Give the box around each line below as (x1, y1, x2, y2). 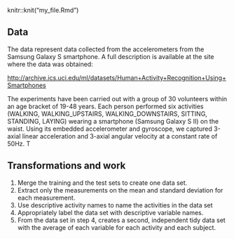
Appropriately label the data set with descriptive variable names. (17, 208, 204, 217)
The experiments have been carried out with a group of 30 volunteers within (7, 94, 228, 103)
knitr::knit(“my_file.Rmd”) (7, 6, 79, 14)
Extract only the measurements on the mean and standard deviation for (17, 186, 223, 194)
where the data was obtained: (7, 60, 93, 68)
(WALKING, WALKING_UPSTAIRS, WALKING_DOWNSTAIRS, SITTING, (7, 109, 208, 118)
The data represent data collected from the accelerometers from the (7, 45, 205, 53)
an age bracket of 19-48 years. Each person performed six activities (7, 102, 204, 110)
